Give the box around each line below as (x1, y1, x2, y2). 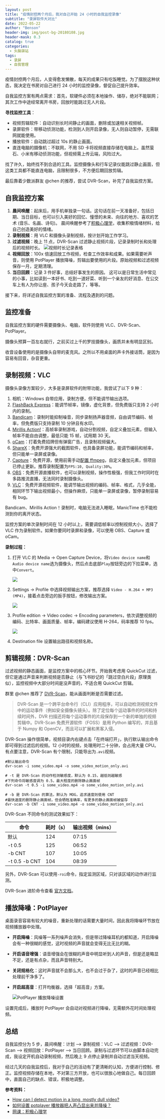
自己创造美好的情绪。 (12, 226, 55, 232)
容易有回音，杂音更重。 (5, 355, 53, 361)
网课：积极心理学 (12, 1109, 47, 1114)
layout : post (5, 7, 32, 12)
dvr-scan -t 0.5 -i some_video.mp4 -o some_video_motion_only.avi (5, 783, 144, 788)
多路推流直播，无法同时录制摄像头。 (12, 475, 86, 481)
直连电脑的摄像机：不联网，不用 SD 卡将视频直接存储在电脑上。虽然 (12, 145, 150, 151)
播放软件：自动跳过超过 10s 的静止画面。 (12, 138, 95, 144)
